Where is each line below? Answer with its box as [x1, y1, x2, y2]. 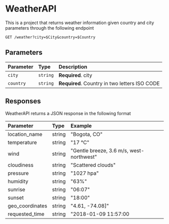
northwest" [70, 153, 97, 160]
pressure [8, 169, 29, 176]
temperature [8, 139, 37, 146]
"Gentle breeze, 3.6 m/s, [70, 147, 129, 154]
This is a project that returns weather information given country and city [5, 20, 154, 26]
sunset [8, 194, 24, 201]
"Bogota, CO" [70, 131, 103, 138]
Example [70, 122, 92, 129]
